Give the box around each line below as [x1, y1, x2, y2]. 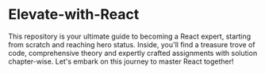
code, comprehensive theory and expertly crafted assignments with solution [8, 48, 258, 57]
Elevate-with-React [8, 6, 140, 24]
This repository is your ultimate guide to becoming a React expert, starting [8, 31, 252, 41]
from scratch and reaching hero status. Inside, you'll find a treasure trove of [8, 39, 255, 49]
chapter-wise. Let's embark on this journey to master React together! [8, 57, 234, 66]
